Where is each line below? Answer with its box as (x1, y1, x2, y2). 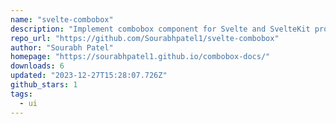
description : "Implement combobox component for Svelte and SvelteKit (10, 24, 311, 34)
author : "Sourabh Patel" (10, 42, 114, 53)
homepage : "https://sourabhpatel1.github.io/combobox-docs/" (10, 52, 271, 62)
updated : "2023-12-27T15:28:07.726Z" (10, 71, 168, 81)
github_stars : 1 (10, 80, 78, 90)
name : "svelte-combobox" (10, 14, 114, 25)
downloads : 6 (10, 61, 65, 71)
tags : (10, 89, 33, 99)
